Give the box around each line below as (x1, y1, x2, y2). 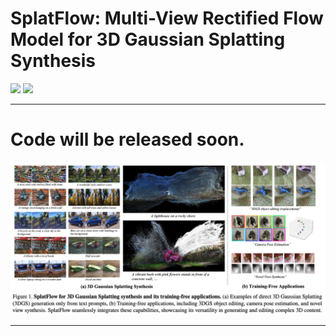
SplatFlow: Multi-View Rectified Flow (10, 7, 324, 30)
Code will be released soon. (10, 128, 245, 151)
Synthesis (10, 50, 97, 72)
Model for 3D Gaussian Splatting (10, 28, 286, 51)
